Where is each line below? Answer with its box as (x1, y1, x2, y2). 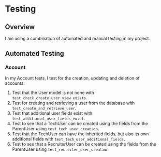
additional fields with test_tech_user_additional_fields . (12, 136, 125, 141)
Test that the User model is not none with (12, 90, 94, 95)
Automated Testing (5, 49, 64, 58)
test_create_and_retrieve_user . (12, 105, 76, 111)
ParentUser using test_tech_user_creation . (12, 126, 99, 131)
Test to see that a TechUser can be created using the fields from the (12, 120, 148, 126)
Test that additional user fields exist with (12, 110, 93, 116)
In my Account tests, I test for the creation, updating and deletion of (5, 75, 140, 81)
